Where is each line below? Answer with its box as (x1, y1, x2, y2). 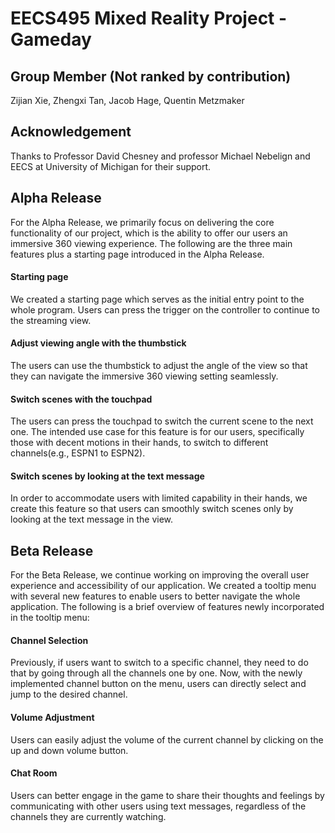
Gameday (10, 28, 92, 51)
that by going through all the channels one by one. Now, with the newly (10, 667, 303, 679)
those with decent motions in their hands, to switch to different (10, 437, 269, 449)
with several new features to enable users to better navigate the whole (10, 590, 301, 602)
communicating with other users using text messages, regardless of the (10, 800, 307, 812)
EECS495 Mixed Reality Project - (10, 7, 288, 30)
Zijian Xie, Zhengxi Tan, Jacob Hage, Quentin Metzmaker (10, 95, 245, 106)
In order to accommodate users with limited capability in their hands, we (10, 492, 308, 504)
